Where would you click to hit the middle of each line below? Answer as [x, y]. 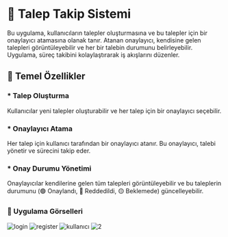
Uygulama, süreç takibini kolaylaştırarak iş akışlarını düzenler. [93, 55]
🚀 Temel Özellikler [46, 76]
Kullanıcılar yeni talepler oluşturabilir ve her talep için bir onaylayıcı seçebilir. [114, 111]
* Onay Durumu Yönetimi [49, 169]
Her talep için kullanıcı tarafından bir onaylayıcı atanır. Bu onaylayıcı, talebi [111, 143]
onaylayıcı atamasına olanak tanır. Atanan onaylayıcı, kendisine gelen [104, 40]
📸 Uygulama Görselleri [45, 212]
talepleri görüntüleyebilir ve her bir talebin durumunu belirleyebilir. [100, 47]
